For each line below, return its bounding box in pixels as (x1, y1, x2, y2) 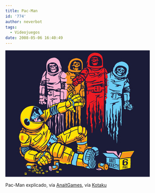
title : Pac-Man (5, 8, 38, 13)
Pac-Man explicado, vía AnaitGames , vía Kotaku (5, 182, 107, 188)
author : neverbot (5, 19, 43, 24)
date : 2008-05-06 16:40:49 (5, 35, 63, 41)
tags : (5, 25, 17, 30)
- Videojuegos (10, 30, 40, 35)
